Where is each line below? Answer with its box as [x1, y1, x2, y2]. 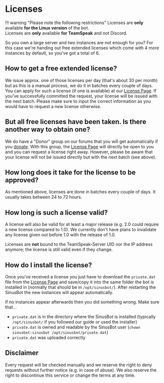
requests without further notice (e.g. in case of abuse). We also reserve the [5, 367, 157, 373]
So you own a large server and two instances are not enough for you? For [5, 39, 153, 45]
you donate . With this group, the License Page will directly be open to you [5, 143, 154, 149]
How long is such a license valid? [5, 208, 108, 217]
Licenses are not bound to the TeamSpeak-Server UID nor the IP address [5, 242, 153, 247]
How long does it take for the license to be [5, 168, 136, 176]
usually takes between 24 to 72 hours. [5, 194, 82, 200]
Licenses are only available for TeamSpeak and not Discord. [5, 30, 128, 36]
